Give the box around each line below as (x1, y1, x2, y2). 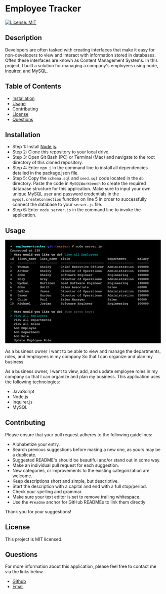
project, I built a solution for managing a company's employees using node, (5, 62, 158, 68)
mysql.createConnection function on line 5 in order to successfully (12, 196, 147, 202)
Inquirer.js (12, 399, 33, 405)
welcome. (12, 473, 33, 479)
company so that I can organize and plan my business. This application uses (5, 373, 161, 379)
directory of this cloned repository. (12, 159, 83, 166)
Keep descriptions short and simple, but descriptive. (12, 478, 119, 484)
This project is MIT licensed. (5, 536, 63, 542)
